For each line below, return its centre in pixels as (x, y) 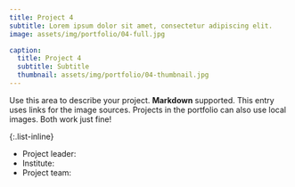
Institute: (38, 163)
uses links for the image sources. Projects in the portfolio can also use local (148, 110)
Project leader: (49, 153)
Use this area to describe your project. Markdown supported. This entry (142, 100)
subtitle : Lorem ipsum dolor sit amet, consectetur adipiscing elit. (141, 26)
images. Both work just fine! (61, 119)
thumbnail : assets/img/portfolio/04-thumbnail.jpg (113, 75)
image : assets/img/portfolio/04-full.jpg (87, 34)
